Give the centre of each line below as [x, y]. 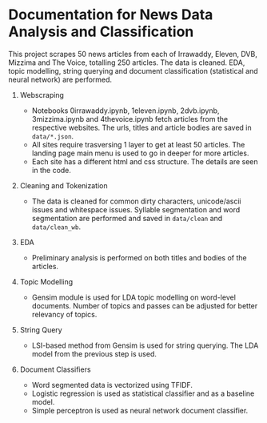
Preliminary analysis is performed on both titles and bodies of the [139, 257]
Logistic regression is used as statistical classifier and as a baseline [143, 393]
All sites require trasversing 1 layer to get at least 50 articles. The [138, 144]
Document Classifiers [55, 369]
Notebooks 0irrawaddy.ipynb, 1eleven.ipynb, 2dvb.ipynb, [126, 111]
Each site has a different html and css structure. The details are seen [145, 161]
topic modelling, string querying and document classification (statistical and [133, 70]
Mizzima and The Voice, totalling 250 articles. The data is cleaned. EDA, [127, 62]
